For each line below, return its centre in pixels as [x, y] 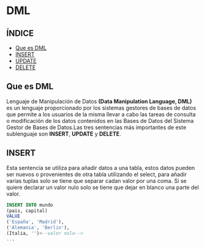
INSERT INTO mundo [30, 205]
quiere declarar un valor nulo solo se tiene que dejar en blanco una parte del [102, 187]
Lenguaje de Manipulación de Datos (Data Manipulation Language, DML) [99, 101]
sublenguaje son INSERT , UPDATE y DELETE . [64, 134]
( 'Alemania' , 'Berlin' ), [38, 228]
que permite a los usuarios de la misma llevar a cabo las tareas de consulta [101, 114]
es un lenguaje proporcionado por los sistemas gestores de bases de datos [101, 108]
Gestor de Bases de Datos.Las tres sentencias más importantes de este [96, 127]
